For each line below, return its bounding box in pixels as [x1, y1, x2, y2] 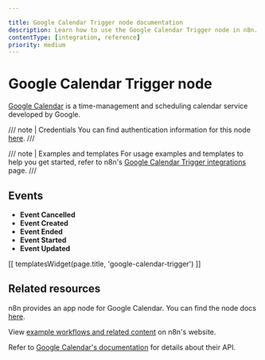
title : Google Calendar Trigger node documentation [8, 18, 183, 26]
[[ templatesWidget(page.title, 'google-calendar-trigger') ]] [8, 259, 201, 269]
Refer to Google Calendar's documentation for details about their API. [8, 343, 236, 352]
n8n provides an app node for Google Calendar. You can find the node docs [8, 303, 257, 312]
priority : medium [8, 41, 66, 48]
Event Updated [19, 244, 71, 253]
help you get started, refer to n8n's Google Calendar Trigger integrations [8, 157, 247, 167]
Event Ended [19, 227, 64, 236]
